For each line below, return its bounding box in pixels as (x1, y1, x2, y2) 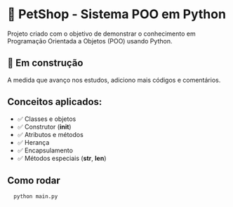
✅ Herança (17, 138, 50, 146)
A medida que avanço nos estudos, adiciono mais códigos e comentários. (7, 76, 221, 84)
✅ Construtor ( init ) (17, 122, 72, 131)
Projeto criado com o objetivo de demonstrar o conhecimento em (7, 29, 196, 38)
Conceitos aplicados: (7, 96, 102, 108)
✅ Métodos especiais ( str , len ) (17, 154, 107, 162)
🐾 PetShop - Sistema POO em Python (7, 6, 227, 22)
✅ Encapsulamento (17, 146, 74, 155)
